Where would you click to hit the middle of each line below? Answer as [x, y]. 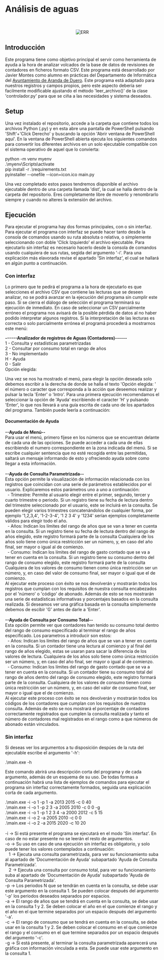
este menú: [16, 328]
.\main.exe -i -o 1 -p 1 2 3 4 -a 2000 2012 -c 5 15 [54, 813]
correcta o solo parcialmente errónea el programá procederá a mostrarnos [80, 323]
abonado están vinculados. [32, 724]
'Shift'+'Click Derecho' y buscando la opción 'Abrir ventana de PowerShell [80, 133]
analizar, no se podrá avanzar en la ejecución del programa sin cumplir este [81, 297]
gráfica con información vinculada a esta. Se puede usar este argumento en [82, 948]
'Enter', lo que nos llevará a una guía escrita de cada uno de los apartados [80, 405]
